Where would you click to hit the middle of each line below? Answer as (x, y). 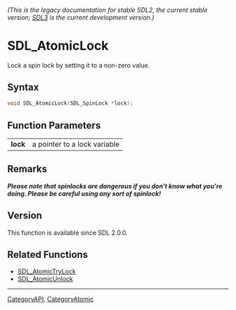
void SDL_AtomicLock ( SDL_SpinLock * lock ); (70, 103)
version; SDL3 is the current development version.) (81, 17)
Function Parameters (54, 125)
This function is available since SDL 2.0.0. (68, 233)
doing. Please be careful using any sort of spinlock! (84, 193)
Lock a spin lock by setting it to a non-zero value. (79, 65)
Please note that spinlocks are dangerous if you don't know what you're (115, 186)
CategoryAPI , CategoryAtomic (51, 299)
